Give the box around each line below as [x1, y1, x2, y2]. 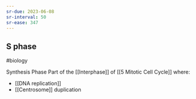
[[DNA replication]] [14, 80, 61, 87]
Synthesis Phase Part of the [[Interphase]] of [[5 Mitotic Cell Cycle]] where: [6, 68, 191, 75]
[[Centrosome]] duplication [14, 86, 81, 93]
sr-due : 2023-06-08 [6, 8, 55, 15]
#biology [6, 57, 28, 64]
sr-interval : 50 [6, 14, 46, 20]
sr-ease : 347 [6, 19, 39, 25]
